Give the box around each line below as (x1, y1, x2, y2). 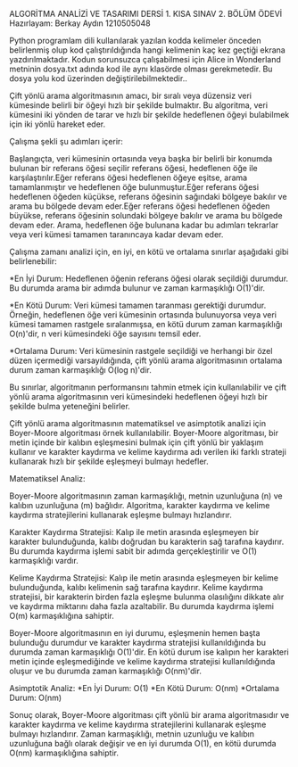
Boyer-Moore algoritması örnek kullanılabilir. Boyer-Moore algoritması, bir (9, 428, 279, 438)
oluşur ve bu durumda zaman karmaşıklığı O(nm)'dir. (9, 665, 203, 676)
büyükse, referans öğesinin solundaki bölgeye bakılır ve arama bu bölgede (9, 210, 283, 220)
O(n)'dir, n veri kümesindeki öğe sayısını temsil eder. (9, 328, 202, 339)
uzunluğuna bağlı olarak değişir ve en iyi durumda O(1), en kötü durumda (9, 738, 277, 748)
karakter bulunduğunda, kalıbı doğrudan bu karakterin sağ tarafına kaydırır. (9, 536, 285, 547)
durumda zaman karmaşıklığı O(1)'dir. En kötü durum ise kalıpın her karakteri (9, 647, 289, 657)
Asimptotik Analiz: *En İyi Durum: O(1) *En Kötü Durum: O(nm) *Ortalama (9, 683, 279, 693)
